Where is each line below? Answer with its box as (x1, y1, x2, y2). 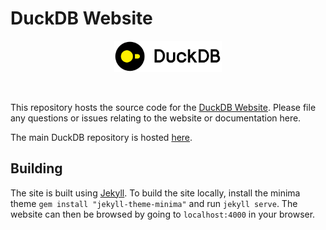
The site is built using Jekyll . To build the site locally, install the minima (10, 187, 301, 199)
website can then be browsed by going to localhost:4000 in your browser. (10, 208, 316, 220)
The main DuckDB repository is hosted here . (10, 131, 193, 143)
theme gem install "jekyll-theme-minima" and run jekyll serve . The (10, 197, 298, 209)
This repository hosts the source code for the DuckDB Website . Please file (10, 101, 317, 113)
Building (10, 160, 63, 177)
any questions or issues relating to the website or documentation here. (10, 112, 302, 124)
